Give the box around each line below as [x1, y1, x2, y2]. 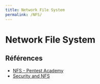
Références [5, 54, 43, 63]
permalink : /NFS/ [5, 12, 42, 17]
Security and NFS [12, 73, 50, 79]
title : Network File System [5, 7, 65, 13]
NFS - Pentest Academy [12, 67, 64, 73]
